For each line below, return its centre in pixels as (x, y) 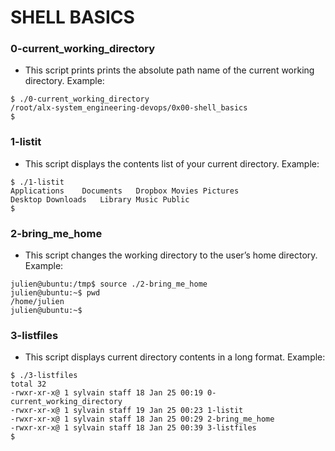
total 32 (28, 384)
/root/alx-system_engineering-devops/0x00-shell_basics (129, 108)
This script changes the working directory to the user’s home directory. (171, 255)
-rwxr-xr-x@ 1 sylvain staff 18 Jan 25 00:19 (106, 393)
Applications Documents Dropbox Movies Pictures (125, 191)
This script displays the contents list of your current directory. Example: (172, 163)
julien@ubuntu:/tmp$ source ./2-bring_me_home (109, 284)
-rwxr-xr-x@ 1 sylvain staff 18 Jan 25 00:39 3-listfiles (133, 428)
